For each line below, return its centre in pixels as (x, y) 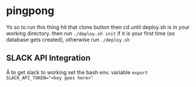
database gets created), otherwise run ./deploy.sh (68, 39)
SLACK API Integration (48, 58)
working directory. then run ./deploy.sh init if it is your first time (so (91, 33)
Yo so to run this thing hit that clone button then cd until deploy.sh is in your (98, 27)
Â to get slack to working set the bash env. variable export (77, 72)
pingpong (30, 11)
